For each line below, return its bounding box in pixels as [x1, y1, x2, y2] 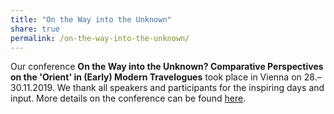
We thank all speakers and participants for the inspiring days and [56, 82, 325, 94]
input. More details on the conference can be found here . [10, 92, 247, 105]
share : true [10, 24, 60, 34]
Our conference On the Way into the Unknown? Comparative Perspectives [10, 61, 324, 73]
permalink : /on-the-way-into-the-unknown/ [10, 33, 190, 43]
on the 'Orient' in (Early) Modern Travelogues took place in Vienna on [10, 71, 302, 83]
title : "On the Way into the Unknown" [10, 14, 172, 25]
